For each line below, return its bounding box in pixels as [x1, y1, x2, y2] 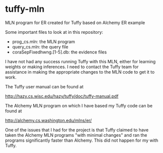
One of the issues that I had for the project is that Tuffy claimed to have [5, 127, 149, 133]
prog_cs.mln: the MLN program [12, 38, 75, 45]
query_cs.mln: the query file [12, 44, 69, 50]
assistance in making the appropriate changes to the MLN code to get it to [5, 69, 155, 75]
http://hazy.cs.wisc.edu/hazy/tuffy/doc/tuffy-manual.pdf [5, 93, 119, 99]
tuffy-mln [5, 3, 45, 15]
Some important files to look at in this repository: [5, 29, 103, 35]
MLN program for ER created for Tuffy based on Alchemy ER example [5, 20, 145, 25]
